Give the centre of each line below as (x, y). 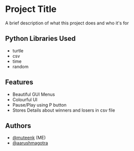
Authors (18, 126)
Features (19, 82)
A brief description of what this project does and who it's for (67, 23)
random (20, 66)
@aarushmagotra (30, 143)
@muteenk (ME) (29, 138)
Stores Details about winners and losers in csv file (64, 110)
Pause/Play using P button (39, 105)
